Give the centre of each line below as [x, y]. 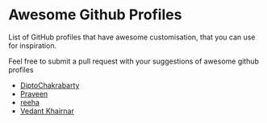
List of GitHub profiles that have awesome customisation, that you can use [132, 37]
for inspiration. [33, 45]
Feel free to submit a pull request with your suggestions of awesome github [134, 61]
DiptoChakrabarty [50, 85]
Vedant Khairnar [47, 111]
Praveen [34, 93]
